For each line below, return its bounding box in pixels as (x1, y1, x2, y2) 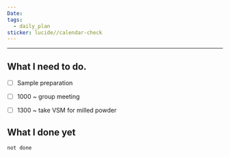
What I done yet (7, 126, 76, 138)
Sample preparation (16, 79, 73, 87)
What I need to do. (7, 61, 87, 72)
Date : (7, 10, 23, 17)
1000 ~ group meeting (16, 93, 80, 101)
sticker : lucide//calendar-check (7, 29, 103, 36)
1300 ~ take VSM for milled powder (16, 106, 117, 115)
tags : (7, 16, 23, 23)
